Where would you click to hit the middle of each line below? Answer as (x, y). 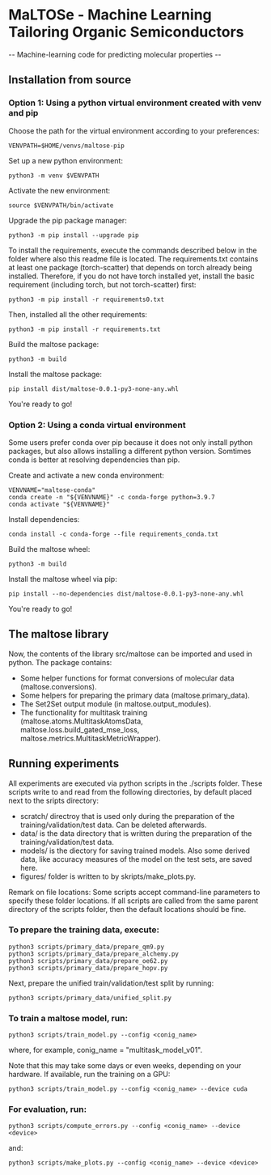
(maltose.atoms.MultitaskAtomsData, (81, 721)
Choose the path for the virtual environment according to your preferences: (134, 130)
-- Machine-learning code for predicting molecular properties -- (115, 54)
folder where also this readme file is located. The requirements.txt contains (133, 259)
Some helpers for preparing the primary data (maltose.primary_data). (135, 695)
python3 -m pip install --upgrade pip (74, 235)
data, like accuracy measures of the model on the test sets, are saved (136, 859)
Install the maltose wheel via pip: (63, 579)
